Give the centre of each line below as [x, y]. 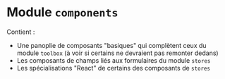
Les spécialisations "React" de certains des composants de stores [114, 68]
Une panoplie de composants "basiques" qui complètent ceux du [111, 45]
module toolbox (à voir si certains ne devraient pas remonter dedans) [118, 53]
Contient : [21, 32]
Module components [62, 12]
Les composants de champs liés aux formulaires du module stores [114, 60]
